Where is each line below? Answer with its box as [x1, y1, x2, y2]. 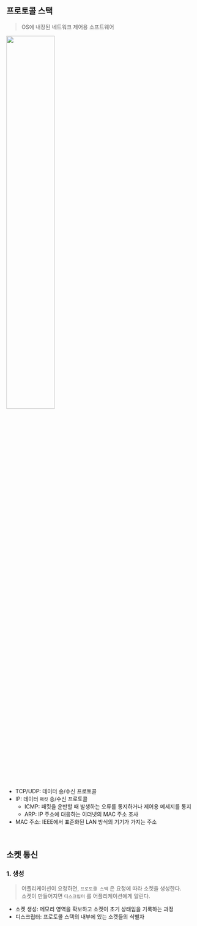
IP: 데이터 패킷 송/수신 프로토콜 [15, 795, 88, 802]
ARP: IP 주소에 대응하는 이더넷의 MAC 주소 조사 [24, 810, 139, 818]
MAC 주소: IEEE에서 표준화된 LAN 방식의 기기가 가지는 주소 [15, 818, 157, 825]
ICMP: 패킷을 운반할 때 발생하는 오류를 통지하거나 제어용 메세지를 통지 [24, 802, 191, 810]
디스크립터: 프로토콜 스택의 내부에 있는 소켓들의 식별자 [15, 913, 145, 920]
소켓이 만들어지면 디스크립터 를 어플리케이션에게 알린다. [21, 892, 151, 900]
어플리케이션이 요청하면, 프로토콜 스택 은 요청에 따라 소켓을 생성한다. [21, 884, 182, 892]
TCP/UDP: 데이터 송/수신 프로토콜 [15, 787, 97, 794]
